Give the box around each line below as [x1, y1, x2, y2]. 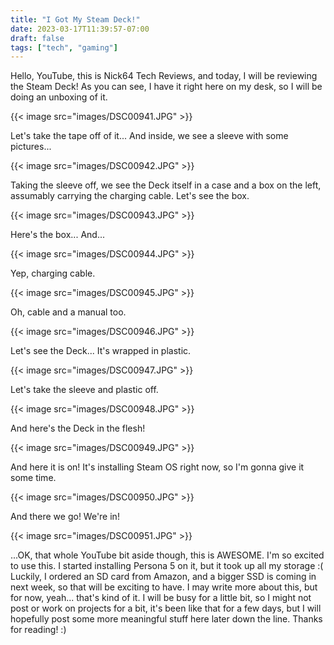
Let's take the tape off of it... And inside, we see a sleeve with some [10, 130, 289, 142]
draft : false [10, 33, 65, 43]
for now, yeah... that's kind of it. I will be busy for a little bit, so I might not [10, 592, 312, 604]
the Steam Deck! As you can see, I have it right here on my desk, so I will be [10, 81, 323, 93]
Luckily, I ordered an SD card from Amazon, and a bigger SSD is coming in [10, 571, 317, 583]
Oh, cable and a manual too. [10, 306, 127, 318]
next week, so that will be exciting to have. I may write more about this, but [10, 581, 318, 593]
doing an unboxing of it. [10, 91, 108, 103]
